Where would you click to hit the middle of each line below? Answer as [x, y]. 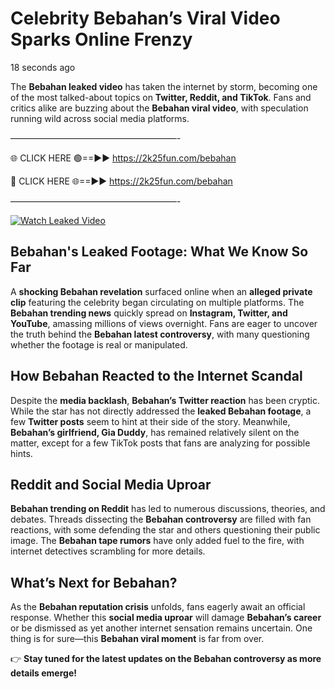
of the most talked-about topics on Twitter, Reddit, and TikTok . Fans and [161, 97]
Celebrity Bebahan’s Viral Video [145, 18]
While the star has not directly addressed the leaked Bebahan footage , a [161, 411]
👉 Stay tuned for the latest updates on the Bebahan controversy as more [166, 659]
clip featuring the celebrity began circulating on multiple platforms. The [157, 302]
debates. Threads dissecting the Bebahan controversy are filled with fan [161, 519]
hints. [21, 453]
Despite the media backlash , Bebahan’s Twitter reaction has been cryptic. [165, 400]
